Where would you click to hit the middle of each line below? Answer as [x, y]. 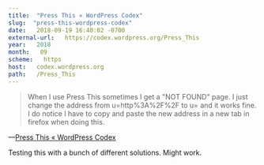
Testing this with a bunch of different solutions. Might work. [105, 152]
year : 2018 [30, 45]
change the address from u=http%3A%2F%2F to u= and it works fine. [142, 105]
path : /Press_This [42, 74]
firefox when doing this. [66, 122]
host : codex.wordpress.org [56, 67]
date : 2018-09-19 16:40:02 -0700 [67, 30]
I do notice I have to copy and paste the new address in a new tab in [138, 113]
